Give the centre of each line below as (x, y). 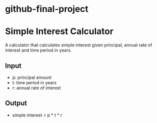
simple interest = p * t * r (37, 115)
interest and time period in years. (39, 50)
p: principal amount (32, 77)
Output (16, 103)
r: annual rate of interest (37, 88)
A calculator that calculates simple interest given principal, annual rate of (79, 45)
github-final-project (47, 9)
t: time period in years (34, 82)
